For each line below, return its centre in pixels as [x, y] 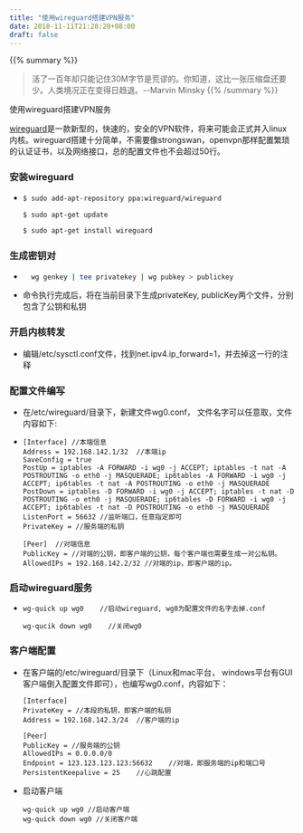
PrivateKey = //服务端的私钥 [73, 527]
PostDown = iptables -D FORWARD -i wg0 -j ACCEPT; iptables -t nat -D [158, 492]
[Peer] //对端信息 [56, 544]
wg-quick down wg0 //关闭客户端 [80, 819]
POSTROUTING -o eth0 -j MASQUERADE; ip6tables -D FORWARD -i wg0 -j [154, 500]
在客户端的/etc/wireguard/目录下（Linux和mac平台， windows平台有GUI [157, 672]
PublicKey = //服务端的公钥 [71, 745]
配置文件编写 [38, 390]
